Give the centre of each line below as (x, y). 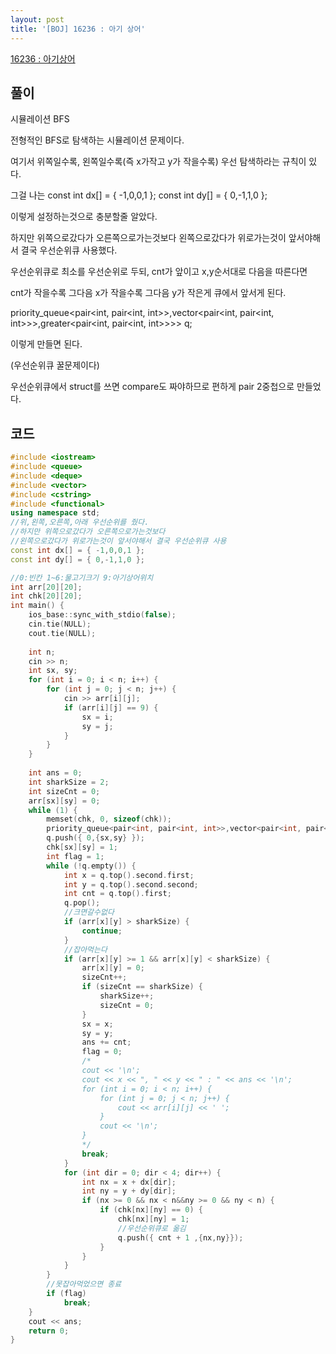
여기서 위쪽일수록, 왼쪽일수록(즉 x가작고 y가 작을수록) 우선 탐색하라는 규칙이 (158, 162)
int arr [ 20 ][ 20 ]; (46, 587)
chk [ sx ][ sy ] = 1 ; (82, 847)
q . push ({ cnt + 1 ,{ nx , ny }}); (180, 1237)
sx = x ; (97, 1024)
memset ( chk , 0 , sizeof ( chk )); (109, 819)
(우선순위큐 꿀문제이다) (55, 365)
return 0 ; (49, 1331)
